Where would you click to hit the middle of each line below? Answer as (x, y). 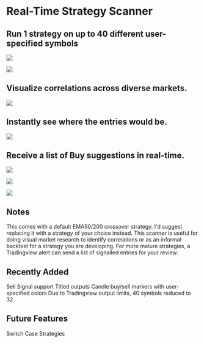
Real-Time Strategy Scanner (79, 11)
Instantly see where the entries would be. (87, 122)
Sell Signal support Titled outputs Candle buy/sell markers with (86, 287)
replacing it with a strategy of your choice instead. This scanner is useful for (102, 233)
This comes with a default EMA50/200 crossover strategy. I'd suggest (94, 227)
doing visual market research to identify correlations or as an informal (94, 240)
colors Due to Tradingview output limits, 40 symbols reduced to (111, 293)
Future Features (37, 319)
